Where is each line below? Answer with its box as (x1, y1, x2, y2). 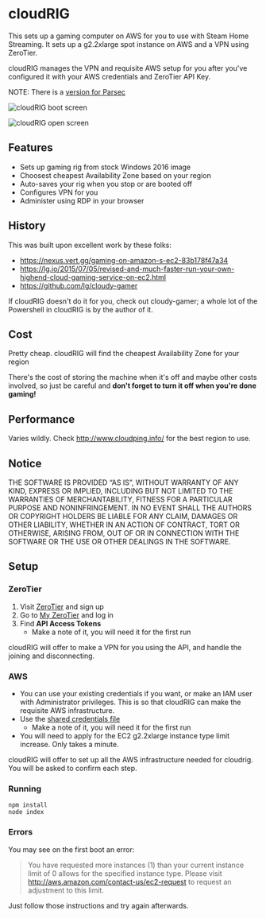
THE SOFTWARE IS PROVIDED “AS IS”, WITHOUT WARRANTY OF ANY (8, 478, 239, 487)
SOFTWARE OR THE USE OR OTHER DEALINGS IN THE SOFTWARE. (8, 537, 231, 546)
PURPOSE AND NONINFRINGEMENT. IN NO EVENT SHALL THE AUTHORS (8, 503, 253, 513)
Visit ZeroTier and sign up (19, 602, 105, 611)
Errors (8, 827, 33, 838)
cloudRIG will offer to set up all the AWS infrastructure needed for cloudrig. (8, 754, 254, 764)
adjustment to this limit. (27, 885, 105, 895)
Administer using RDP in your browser (19, 196, 145, 205)
